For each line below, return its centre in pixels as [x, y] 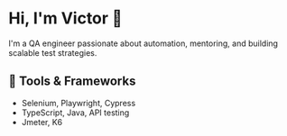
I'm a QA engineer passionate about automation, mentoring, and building [143, 43]
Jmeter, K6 [42, 122]
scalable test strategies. [53, 52]
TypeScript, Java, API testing [75, 113]
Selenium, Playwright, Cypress [79, 103]
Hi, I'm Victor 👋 [65, 18]
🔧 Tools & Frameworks [72, 82]
